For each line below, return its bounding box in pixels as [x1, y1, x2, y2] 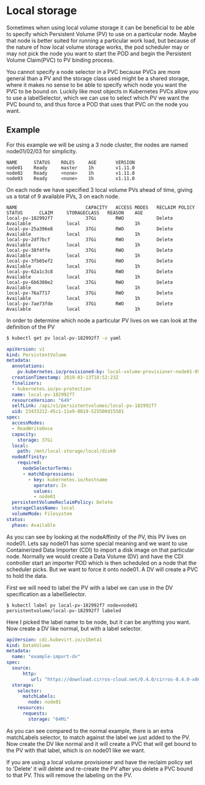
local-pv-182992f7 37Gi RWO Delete [6, 215, 173, 221]
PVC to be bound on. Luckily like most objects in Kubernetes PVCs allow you [6, 87, 199, 95]
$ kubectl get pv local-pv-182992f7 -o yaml [6, 335, 121, 341]
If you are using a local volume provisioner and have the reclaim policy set [6, 758, 193, 765]
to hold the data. [6, 572, 48, 579]
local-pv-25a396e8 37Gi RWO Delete [6, 225, 173, 232]
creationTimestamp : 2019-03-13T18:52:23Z [12, 374, 119, 381]
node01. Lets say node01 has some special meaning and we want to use [6, 539, 188, 547]
